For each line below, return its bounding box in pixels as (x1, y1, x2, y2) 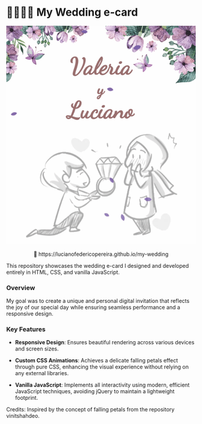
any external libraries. (14, 370, 69, 377)
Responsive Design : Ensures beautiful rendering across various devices (14, 339, 195, 346)
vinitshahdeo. (6, 413, 40, 420)
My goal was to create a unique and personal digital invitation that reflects (6, 297, 190, 304)
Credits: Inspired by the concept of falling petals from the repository (6, 406, 175, 413)
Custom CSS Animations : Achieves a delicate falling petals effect (14, 357, 179, 364)
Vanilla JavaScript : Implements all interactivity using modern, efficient (14, 381, 190, 388)
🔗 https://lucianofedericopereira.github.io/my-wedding (33, 250, 169, 258)
